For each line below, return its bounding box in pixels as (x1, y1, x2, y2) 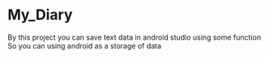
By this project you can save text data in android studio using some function (7, 32, 261, 42)
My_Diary (7, 6, 74, 24)
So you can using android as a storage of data (7, 40, 162, 50)
